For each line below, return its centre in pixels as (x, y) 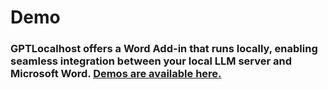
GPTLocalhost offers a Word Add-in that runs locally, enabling (164, 49)
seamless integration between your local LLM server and (151, 61)
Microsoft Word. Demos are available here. (116, 74)
